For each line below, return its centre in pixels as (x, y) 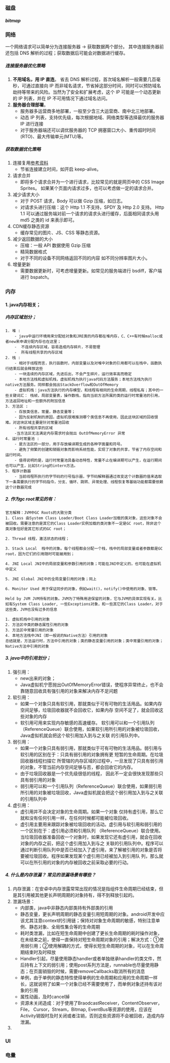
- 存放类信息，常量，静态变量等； (45, 412)
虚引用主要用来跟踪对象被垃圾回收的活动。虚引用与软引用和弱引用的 (91, 824)
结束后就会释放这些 (26, 368)
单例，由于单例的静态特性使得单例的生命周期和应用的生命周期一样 (89, 977)
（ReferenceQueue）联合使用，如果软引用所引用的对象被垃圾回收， (91, 729)
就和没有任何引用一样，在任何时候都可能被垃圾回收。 (76, 818)
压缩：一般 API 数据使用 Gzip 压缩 (55, 245)
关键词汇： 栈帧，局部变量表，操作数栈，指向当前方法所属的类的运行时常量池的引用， (85, 395)
